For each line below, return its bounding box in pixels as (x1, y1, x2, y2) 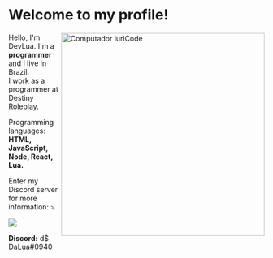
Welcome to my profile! (8, 6, 169, 24)
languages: (8, 126, 46, 135)
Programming (8, 117, 54, 127)
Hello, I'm (8, 32, 41, 42)
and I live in (8, 58, 47, 68)
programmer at (8, 84, 59, 94)
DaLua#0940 (8, 242, 53, 252)
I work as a (8, 75, 45, 85)
